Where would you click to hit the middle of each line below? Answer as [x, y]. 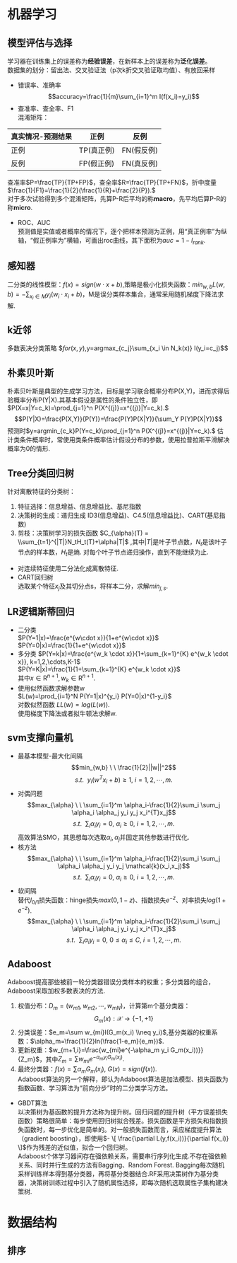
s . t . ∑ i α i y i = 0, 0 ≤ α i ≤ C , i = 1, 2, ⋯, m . [124, 941]
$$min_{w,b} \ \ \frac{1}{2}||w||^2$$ [124, 768]
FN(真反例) [140, 163]
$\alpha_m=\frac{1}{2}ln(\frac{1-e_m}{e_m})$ [96, 1041]
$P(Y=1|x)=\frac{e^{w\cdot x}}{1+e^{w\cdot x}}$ [88, 638]
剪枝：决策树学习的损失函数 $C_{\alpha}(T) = [83, 533]
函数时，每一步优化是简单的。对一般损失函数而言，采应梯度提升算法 [123, 1129]
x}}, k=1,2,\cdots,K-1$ [49, 662]
